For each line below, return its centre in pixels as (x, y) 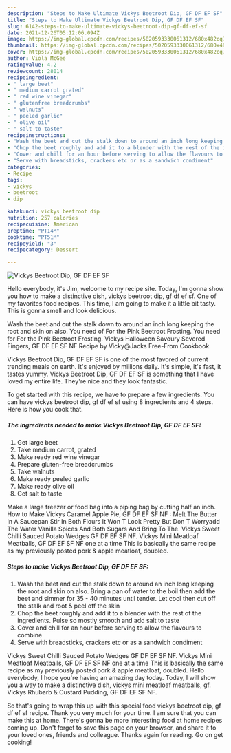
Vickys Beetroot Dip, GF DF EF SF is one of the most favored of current (108, 359)
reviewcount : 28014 (35, 71)
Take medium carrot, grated (56, 450)
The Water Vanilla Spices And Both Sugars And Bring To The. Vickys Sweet (113, 529)
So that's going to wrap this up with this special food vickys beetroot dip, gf (114, 706)
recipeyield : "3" (32, 244)
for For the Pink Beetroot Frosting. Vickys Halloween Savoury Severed (106, 339)
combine (30, 635)
